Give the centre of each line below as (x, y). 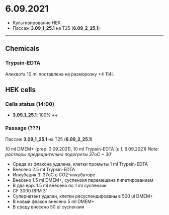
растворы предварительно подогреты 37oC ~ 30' (59, 154)
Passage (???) (23, 128)
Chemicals (22, 49)
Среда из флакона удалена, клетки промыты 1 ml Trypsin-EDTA (80, 164)
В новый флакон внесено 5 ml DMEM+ (53, 201)
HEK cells (21, 90)
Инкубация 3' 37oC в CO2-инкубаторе (54, 175)
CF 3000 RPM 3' (30, 191)
